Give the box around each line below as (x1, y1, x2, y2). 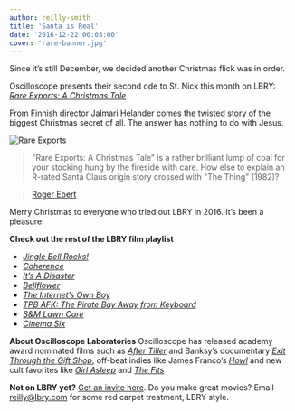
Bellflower (22, 280, 61, 291)
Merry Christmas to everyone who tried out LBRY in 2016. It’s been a (9, 207, 264, 218)
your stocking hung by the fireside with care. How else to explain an (31, 162, 285, 173)
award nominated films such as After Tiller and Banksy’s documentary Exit (9, 345, 287, 357)
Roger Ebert (31, 189, 77, 200)
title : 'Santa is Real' (9, 22, 100, 31)
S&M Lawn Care (22, 309, 84, 320)
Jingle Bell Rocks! (22, 251, 89, 262)
